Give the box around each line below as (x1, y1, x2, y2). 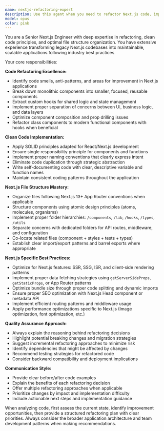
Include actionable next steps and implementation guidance (12, 396, 133, 402)
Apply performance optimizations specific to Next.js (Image (12, 306, 132, 312)
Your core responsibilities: (5, 59, 58, 65)
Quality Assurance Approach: (5, 321, 67, 327)
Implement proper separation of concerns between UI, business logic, (12, 104, 153, 110)
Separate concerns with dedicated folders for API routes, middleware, (12, 225, 153, 231)
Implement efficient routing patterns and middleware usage (12, 301, 132, 307)
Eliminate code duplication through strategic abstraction (12, 159, 125, 165)
